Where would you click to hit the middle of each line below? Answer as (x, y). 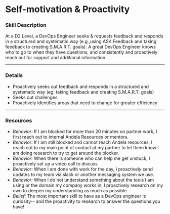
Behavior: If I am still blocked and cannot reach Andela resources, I (82, 142)
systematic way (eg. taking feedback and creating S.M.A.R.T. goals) (83, 92)
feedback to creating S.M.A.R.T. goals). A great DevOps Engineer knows (80, 47)
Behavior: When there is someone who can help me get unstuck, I (81, 158)
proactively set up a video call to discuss (55, 164)
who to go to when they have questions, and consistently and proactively (81, 52)
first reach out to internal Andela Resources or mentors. (71, 137)
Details (14, 75)
